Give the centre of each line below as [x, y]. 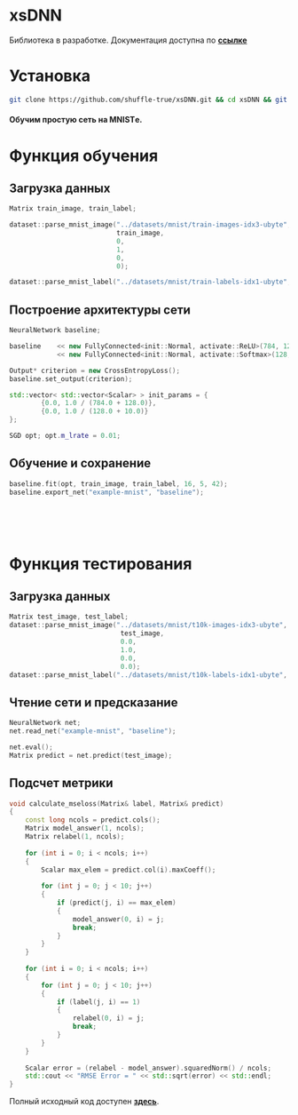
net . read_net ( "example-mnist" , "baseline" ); [93, 731]
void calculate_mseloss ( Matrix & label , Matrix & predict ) [117, 804]
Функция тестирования [101, 564]
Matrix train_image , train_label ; [73, 209]
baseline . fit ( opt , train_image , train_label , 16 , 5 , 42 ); [118, 484]
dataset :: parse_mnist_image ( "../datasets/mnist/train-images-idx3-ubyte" [149, 225]
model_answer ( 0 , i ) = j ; [118, 919]
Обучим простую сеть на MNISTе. [76, 120]
